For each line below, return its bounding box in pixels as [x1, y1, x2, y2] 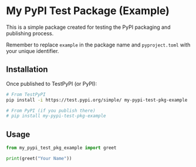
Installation [6, 65, 48, 75]
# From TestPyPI [6, 91, 46, 98]
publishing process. [6, 29, 54, 36]
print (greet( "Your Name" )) [6, 155, 72, 161]
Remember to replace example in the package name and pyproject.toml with [6, 41, 191, 48]
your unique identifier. [6, 47, 59, 54]
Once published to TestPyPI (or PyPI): [6, 80, 97, 87]
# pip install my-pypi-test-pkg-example [6, 113, 107, 119]
